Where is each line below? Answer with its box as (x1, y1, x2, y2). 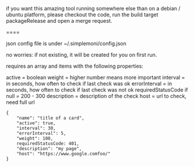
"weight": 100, (16, 135, 54, 141)
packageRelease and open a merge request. (6, 18, 112, 24)
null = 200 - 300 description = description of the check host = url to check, (6, 93, 186, 99)
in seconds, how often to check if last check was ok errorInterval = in (6, 80, 172, 87)
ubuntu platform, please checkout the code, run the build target (6, 11, 158, 18)
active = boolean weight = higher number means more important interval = (6, 74, 185, 81)
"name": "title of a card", (16, 115, 84, 121)
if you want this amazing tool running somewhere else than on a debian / (6, 5, 181, 12)
